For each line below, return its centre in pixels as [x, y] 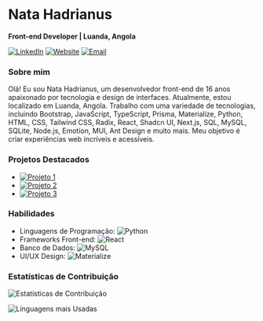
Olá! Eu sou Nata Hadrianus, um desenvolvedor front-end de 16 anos [119, 89]
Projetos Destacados [49, 160]
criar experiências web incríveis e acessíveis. [81, 139]
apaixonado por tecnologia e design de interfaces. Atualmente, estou [120, 98]
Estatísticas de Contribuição [64, 276]
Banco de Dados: [47, 247]
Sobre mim [29, 72]
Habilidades [31, 214]
